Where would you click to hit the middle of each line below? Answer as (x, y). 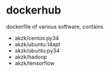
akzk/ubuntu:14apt (37, 44)
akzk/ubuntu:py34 (37, 50)
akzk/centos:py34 (37, 38)
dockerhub (33, 10)
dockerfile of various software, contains (55, 27)
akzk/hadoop (31, 57)
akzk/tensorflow (35, 63)
